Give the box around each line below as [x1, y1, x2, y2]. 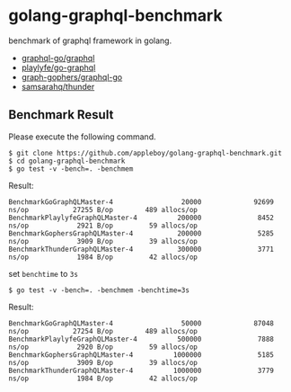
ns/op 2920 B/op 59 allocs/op [8, 343, 198, 352]
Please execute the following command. [8, 131, 156, 142]
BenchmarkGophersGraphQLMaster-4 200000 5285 [8, 228, 275, 238]
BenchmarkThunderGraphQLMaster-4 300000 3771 [8, 245, 275, 254]
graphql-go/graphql [21, 52, 95, 63]
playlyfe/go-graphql [21, 62, 96, 73]
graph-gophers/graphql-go [21, 71, 123, 82]
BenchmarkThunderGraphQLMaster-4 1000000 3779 [8, 366, 275, 375]
